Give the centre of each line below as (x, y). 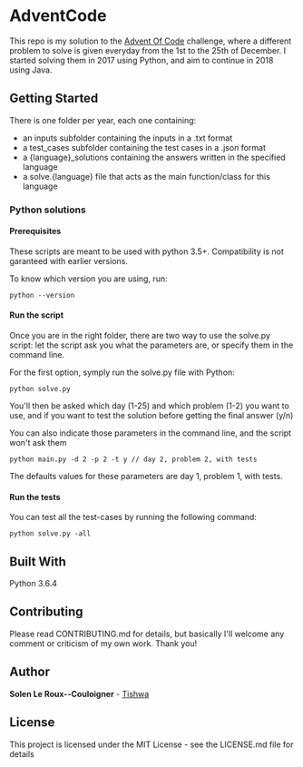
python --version (42, 295)
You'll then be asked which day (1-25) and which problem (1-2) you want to (150, 406)
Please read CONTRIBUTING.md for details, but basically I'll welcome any (147, 634)
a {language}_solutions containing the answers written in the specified (154, 157)
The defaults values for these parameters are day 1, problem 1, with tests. (146, 477)
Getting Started (54, 98)
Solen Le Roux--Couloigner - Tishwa (79, 693)
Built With (38, 561)
